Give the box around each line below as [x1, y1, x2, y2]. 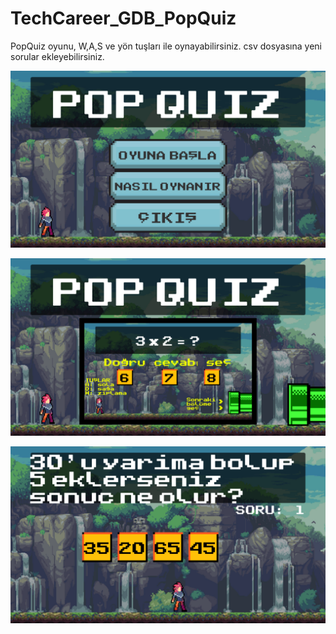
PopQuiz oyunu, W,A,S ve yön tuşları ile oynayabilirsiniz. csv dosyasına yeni [10, 40, 322, 52]
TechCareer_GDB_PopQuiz [10, 7, 237, 30]
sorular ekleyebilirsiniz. [10, 50, 105, 62]
